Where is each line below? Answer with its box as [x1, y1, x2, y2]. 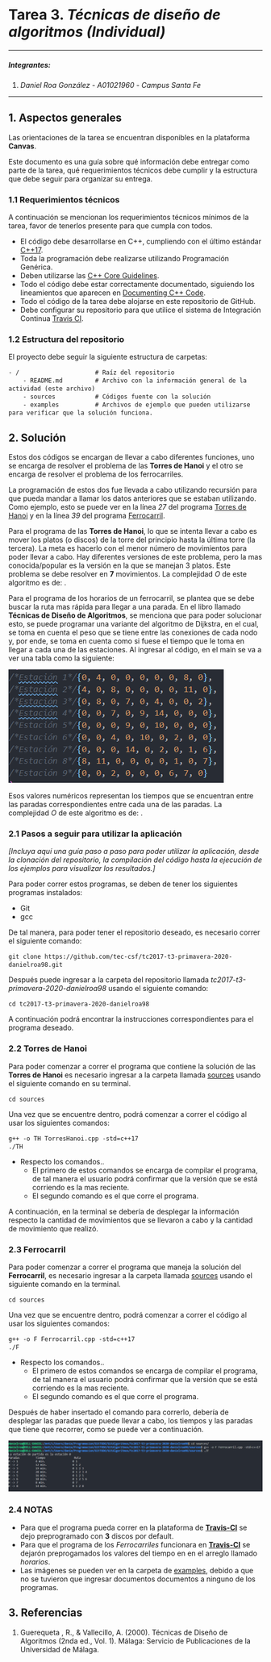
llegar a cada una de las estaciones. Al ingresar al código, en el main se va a [8, 645, 262, 655]
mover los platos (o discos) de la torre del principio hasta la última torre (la [8, 535, 256, 545]
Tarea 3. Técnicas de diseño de [8, 6, 221, 24]
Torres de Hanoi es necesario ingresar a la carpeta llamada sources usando [8, 1070, 261, 1080]
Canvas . [8, 141, 37, 151]
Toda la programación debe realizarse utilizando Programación [19, 254, 230, 264]
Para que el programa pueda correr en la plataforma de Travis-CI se [19, 1522, 248, 1532]
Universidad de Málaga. [19, 1644, 99, 1654]
